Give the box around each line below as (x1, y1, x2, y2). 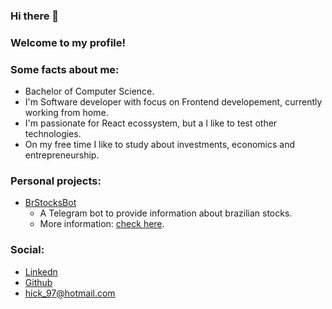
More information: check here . (39, 218, 165, 230)
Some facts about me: (10, 62, 120, 76)
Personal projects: (10, 174, 102, 188)
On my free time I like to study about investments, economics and (24, 139, 296, 151)
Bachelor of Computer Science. (24, 85, 155, 98)
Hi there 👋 (10, 9, 60, 23)
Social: (10, 243, 45, 257)
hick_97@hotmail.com (24, 287, 116, 299)
